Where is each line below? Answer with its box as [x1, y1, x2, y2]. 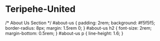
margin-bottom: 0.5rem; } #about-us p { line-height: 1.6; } [5, 30, 124, 36]
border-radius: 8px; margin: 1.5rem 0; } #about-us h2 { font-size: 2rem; [5, 25, 152, 31]
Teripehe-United [5, 3, 76, 15]
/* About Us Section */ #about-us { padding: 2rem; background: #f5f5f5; [5, 20, 155, 26]
